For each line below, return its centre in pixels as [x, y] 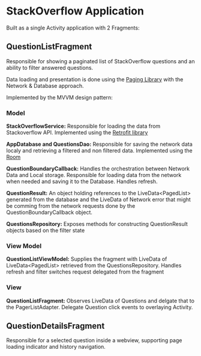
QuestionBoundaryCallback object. [49, 213]
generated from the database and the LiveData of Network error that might [98, 199]
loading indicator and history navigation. [56, 347]
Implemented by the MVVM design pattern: [59, 97]
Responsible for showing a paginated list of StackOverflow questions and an [100, 61]
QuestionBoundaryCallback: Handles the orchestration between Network [98, 169]
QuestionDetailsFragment [55, 326]
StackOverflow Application [75, 11]
